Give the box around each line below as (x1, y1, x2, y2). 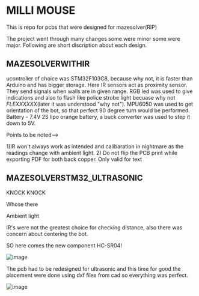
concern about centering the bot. (6, 230, 88, 237)
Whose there (6, 201, 38, 208)
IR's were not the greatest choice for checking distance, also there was (6, 223, 183, 231)
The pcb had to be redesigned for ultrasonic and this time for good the (6, 265, 182, 272)
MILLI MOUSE (6, 4, 76, 17)
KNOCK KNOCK (6, 189, 46, 196)
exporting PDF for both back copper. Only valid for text (6, 156, 142, 163)
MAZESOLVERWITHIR (6, 59, 90, 69)
